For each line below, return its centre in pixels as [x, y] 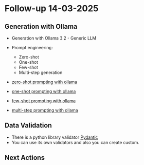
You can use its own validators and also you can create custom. [75, 142]
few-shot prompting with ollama [44, 101]
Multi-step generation [41, 73]
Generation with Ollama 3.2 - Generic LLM [54, 38]
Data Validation [28, 125]
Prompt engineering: [32, 47]
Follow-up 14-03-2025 [52, 9]
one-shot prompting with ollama [44, 91]
